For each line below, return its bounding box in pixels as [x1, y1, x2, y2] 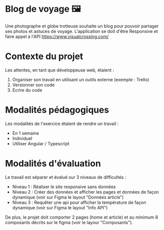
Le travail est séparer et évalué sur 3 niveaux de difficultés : [5, 174, 127, 180]
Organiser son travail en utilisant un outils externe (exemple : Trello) [12, 76, 149, 82]
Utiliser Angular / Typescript [12, 140, 70, 146]
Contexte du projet [5, 51, 84, 62]
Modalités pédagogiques [5, 104, 109, 116]
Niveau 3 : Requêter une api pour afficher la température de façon [12, 199, 146, 205]
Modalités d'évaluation [5, 158, 101, 169]
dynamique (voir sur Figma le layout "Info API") [12, 204, 108, 210]
